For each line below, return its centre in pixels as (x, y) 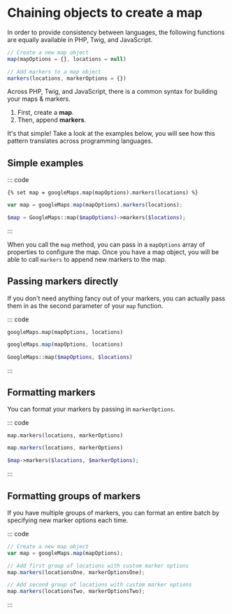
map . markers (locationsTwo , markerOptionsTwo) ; (76, 592)
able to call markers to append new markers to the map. (87, 259)
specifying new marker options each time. (68, 520)
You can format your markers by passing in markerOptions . (92, 409)
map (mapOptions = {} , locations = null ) (67, 59)
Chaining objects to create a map (105, 13)
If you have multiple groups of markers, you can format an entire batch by (114, 512)
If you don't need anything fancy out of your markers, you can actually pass (116, 298)
